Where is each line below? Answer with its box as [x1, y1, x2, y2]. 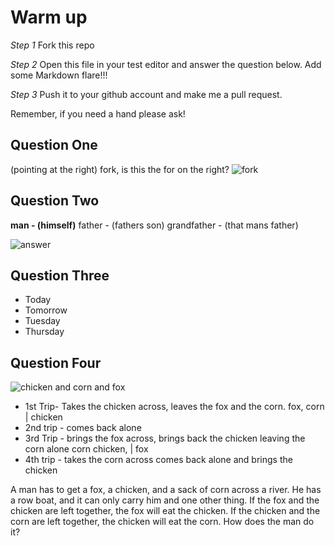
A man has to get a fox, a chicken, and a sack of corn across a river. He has [10, 484, 322, 496]
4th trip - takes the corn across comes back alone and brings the [24, 454, 293, 466]
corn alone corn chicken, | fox [24, 443, 149, 455]
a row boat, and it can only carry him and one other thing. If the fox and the [10, 494, 320, 506]
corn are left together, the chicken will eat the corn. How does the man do [10, 516, 315, 528]
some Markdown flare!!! [10, 69, 108, 81]
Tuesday [24, 315, 61, 327]
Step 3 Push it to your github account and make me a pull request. [10, 88, 283, 100]
